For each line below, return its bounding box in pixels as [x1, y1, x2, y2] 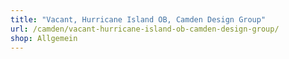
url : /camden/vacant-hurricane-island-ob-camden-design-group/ [10, 24, 280, 34]
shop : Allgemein [10, 33, 78, 43]
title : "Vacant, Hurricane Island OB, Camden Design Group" [10, 14, 267, 25]
